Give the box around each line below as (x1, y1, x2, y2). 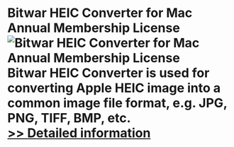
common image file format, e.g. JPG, (7, 95, 228, 111)
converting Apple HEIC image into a (7, 80, 221, 96)
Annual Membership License (7, 20, 181, 36)
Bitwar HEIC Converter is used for (7, 65, 210, 81)
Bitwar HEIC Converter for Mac (7, 5, 193, 21)
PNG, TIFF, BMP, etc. (7, 110, 131, 127)
